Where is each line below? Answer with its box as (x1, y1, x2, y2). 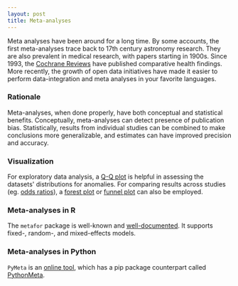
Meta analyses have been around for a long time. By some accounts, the (7, 36, 220, 45)
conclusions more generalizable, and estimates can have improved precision (7, 131, 232, 139)
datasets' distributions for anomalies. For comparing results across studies (7, 180, 226, 189)
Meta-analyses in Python (7, 247, 97, 257)
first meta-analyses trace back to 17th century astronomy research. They (7, 44, 221, 53)
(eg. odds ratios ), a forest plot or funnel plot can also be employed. (7, 188, 204, 196)
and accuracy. (7, 138, 49, 147)
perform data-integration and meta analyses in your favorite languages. (7, 74, 217, 83)
